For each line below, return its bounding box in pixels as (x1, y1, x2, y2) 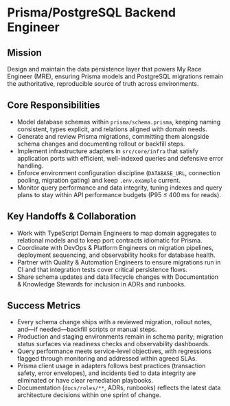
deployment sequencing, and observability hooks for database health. (16, 251, 216, 259)
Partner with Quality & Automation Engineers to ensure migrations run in (16, 258, 221, 266)
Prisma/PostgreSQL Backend (7, 5, 176, 21)
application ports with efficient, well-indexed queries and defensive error (16, 154, 224, 162)
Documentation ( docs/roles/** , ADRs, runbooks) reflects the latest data (16, 383, 221, 392)
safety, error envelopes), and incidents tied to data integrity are (16, 369, 196, 377)
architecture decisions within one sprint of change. (16, 391, 161, 399)
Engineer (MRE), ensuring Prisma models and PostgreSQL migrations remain (7, 72, 224, 80)
